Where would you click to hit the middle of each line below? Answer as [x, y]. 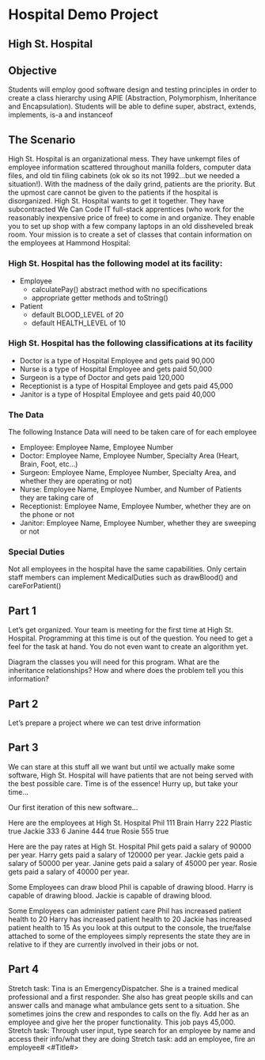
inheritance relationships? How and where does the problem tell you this [126, 671]
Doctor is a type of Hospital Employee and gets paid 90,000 [117, 360]
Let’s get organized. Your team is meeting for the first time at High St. [121, 630]
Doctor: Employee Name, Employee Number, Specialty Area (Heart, [129, 456]
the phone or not [47, 515]
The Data [26, 415]
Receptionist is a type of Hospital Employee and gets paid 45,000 [126, 386]
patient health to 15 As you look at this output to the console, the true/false [130, 927]
